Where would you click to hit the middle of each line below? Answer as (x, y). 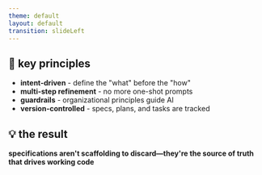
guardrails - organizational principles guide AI (97, 100)
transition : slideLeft (46, 31)
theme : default (34, 16)
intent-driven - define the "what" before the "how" (106, 83)
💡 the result (38, 134)
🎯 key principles (50, 63)
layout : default (36, 23)
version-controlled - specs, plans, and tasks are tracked (115, 109)
